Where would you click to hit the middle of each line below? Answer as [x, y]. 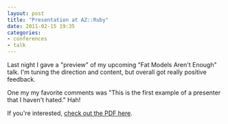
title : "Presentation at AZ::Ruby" [58, 20]
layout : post [26, 13]
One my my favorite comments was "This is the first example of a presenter [114, 92]
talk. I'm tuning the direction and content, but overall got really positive [107, 72]
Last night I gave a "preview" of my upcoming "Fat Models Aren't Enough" [112, 65]
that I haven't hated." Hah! [44, 100]
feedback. [21, 79]
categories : [24, 33]
